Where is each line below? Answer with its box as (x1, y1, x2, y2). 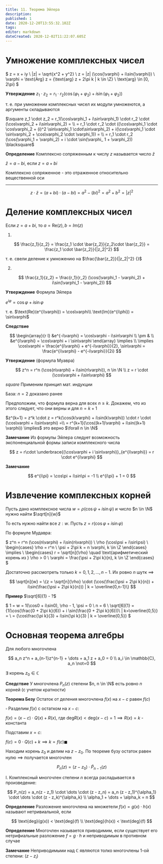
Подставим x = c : (5, 730, 42, 736)
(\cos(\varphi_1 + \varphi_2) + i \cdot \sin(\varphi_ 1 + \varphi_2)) (5, 136, 133, 142)
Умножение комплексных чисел (5, 55, 145, 66)
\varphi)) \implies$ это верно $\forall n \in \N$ (5, 425, 98, 431)
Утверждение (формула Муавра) (5, 357, 75, 363)
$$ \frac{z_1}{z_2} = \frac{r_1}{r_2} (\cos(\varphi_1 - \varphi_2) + (18, 275, 146, 281)
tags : (5, 25, 16, 30)
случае (5, 838, 20, 844)
